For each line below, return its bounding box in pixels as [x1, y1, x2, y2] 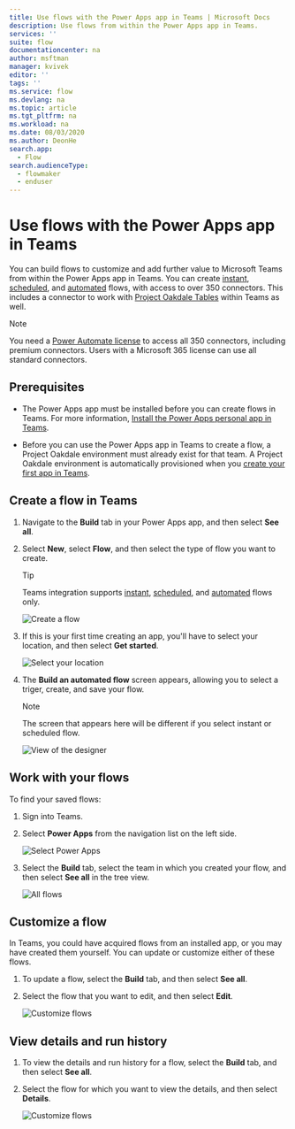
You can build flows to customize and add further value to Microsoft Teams [9, 264, 283, 274]
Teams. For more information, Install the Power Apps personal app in [21, 412, 272, 423]
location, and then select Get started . [21, 640, 159, 650]
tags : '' [9, 79, 42, 88]
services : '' [9, 29, 57, 38]
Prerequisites [9, 380, 85, 395]
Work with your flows [9, 771, 130, 786]
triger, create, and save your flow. [21, 683, 145, 695]
